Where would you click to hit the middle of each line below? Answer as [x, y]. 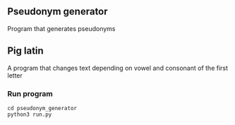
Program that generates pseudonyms [61, 28]
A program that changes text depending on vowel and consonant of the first [117, 68]
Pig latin [25, 51]
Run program [30, 93]
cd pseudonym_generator [42, 108]
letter [15, 75]
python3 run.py [30, 114]
